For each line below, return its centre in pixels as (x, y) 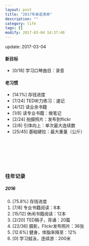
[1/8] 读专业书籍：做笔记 (37, 113)
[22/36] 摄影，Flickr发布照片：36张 (48, 226)
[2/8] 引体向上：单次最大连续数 (44, 125)
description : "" (22, 19)
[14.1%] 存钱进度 (29, 95)
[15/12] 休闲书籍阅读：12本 (39, 214)
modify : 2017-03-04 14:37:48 (35, 33)
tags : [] (14, 28)
